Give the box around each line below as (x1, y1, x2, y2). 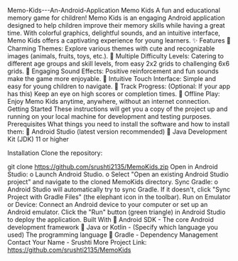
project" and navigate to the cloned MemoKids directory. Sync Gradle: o (7, 178, 219, 186)
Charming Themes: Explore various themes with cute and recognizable (7, 44, 215, 53)
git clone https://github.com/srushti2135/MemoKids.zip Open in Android (7, 163, 218, 171)
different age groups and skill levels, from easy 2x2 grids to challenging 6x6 (7, 60, 229, 68)
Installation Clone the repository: (7, 149, 103, 157)
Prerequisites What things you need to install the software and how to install (7, 120, 229, 128)
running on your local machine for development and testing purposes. (7, 112, 212, 120)
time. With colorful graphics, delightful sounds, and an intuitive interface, (7, 28, 220, 37)
